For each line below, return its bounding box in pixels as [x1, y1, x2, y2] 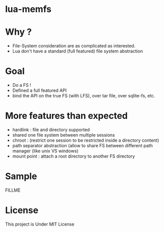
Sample [5, 171, 37, 182]
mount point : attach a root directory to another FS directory [12, 153, 135, 159]
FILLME [5, 187, 21, 193]
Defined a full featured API [12, 87, 67, 93]
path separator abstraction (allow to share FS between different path [12, 143, 153, 148]
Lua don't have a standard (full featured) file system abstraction [12, 48, 143, 54]
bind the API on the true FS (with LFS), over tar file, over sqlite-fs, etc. [12, 93, 156, 99]
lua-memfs [5, 3, 52, 15]
